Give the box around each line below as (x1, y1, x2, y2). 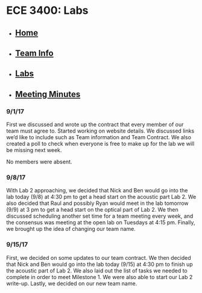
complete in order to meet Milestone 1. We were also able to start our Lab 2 (6, 273, 193, 280)
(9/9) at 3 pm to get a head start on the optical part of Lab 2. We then (6, 206, 179, 213)
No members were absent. (6, 158, 72, 166)
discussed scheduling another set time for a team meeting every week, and (6, 212, 194, 220)
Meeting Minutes (14, 89, 81, 99)
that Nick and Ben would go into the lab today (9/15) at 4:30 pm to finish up (6, 260, 193, 268)
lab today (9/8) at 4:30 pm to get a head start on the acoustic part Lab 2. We (6, 194, 197, 201)
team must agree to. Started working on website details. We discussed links (6, 127, 195, 134)
